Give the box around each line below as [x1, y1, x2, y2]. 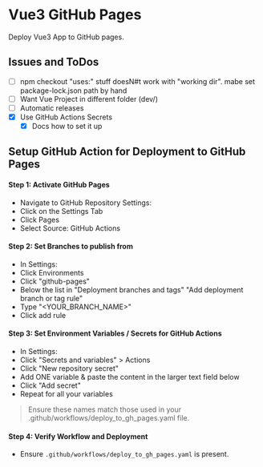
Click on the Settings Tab [19, 206, 103, 215]
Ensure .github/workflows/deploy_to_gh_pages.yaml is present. [19, 449, 229, 459]
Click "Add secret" [19, 380, 82, 390]
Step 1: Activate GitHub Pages [8, 180, 110, 190]
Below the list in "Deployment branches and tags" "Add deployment [19, 284, 244, 294]
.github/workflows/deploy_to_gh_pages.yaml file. [27, 413, 190, 423]
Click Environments [19, 268, 84, 277]
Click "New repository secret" [19, 364, 119, 373]
